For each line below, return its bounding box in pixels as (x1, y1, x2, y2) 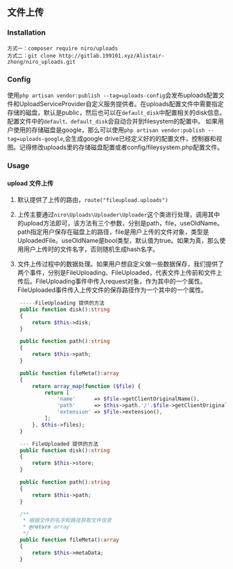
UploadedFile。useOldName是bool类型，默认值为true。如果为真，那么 (17, 237, 220, 245)
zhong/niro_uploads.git (7, 58, 76, 65)
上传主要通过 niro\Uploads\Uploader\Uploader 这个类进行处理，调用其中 (17, 210, 221, 219)
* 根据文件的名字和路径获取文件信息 (22, 517, 112, 524)
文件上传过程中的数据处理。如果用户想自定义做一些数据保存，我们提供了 (17, 260, 224, 269)
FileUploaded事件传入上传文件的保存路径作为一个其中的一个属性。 (17, 286, 208, 294)
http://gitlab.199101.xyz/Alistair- (58, 52, 165, 59)
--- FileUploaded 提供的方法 (19, 440, 98, 448)
